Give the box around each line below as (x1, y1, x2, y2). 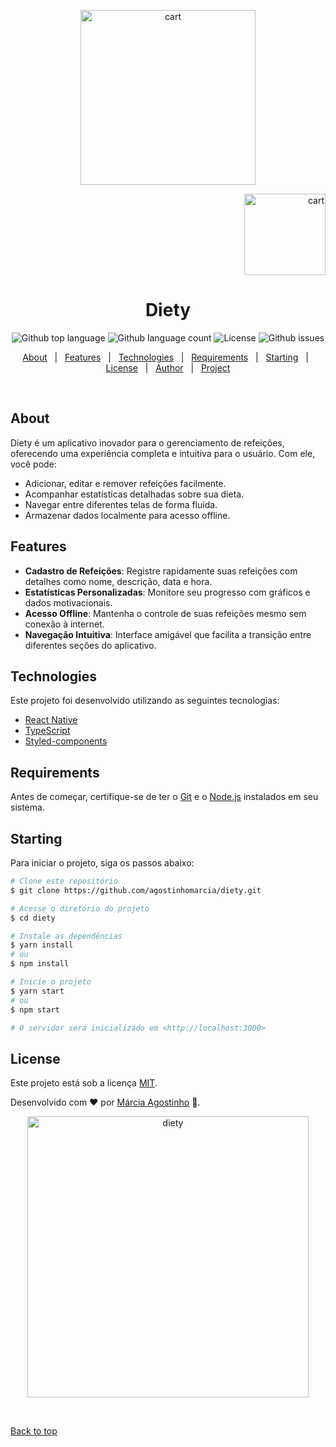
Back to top (10, 1425, 58, 1437)
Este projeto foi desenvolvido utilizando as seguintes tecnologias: (10, 695, 280, 707)
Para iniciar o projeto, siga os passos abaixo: (10, 857, 195, 869)
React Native (24, 714, 78, 726)
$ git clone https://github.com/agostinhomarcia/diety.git (10, 885, 262, 895)
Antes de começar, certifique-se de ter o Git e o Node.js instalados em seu (10, 791, 319, 803)
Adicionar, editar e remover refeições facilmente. (24, 477, 227, 489)
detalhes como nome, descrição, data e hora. (24, 575, 213, 587)
